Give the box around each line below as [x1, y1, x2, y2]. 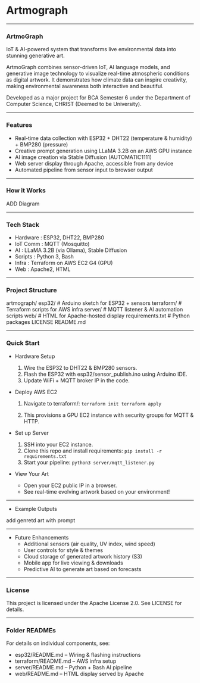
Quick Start [6, 339, 40, 347]
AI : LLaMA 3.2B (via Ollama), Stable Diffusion [14, 247, 127, 254]
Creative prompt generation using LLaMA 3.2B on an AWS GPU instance [14, 147, 192, 154]
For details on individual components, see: [6, 640, 110, 647]
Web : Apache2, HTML [14, 266, 71, 273]
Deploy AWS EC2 [14, 388, 58, 395]
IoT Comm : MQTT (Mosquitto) [14, 241, 90, 248]
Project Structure [6, 286, 57, 295]
